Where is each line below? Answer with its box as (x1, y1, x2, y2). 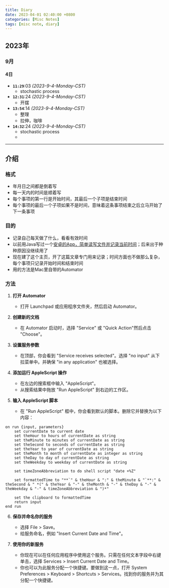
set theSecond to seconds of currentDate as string (14, 442, 125, 447)
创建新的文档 (12, 314, 39, 320)
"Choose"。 (20, 331, 45, 337)
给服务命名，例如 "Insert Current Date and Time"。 (20, 530, 126, 537)
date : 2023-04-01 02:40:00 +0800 (5, 12, 75, 17)
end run (5, 504, 22, 509)
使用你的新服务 (12, 541, 44, 548)
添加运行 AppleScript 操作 (12, 369, 67, 376)
